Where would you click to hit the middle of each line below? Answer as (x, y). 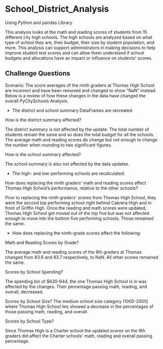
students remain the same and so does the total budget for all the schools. (80, 134)
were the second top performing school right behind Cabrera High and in (78, 203)
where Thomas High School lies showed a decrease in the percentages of (79, 306)
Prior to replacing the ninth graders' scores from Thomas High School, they (81, 197)
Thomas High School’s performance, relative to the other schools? (71, 188)
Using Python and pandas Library (39, 23)
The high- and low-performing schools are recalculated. (69, 173)
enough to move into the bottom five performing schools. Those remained (79, 218)
